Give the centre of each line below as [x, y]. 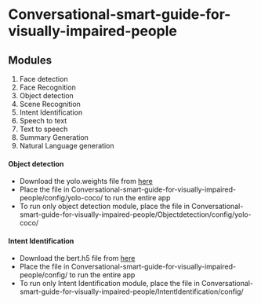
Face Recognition [47, 87]
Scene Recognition [50, 104]
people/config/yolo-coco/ [61, 198]
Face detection [43, 79]
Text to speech [43, 129]
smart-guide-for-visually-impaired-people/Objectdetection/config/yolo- [136, 214]
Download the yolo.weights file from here [86, 181]
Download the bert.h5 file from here [77, 258]
